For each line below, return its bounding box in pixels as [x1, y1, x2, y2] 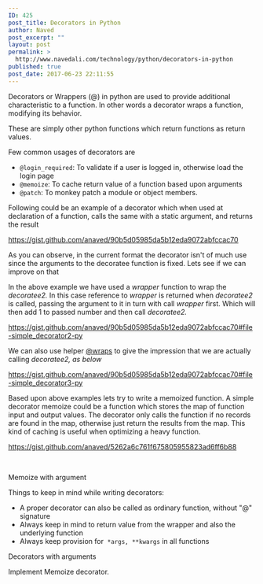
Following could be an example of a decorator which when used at [8, 202, 224, 213]
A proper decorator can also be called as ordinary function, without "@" [19, 503, 253, 512]
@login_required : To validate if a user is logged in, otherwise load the [19, 162, 243, 172]
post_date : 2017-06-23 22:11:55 [8, 70, 114, 78]
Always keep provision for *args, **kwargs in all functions [19, 536, 210, 545]
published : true [8, 63, 61, 71]
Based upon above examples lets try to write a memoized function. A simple [8, 393, 254, 402]
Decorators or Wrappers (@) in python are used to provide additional [8, 91, 231, 101]
